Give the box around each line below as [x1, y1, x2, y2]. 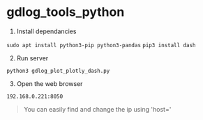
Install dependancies [16, 27, 77, 35]
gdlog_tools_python [6, 4, 125, 20]
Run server [16, 53, 49, 62]
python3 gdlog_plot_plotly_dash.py [6, 67, 110, 74]
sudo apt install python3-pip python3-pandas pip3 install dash [6, 42, 196, 49]
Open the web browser [16, 79, 83, 87]
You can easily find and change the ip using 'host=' [23, 105, 172, 113]
